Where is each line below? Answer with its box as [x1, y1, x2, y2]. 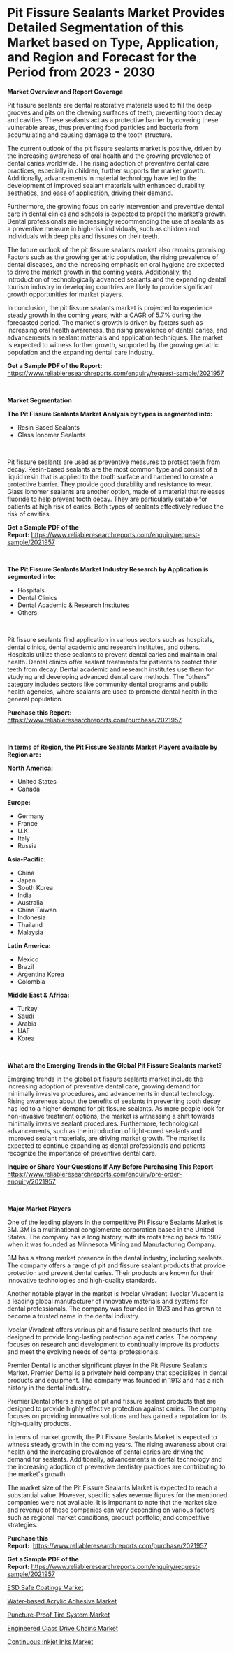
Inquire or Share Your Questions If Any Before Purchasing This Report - [7, 1162, 217, 1171]
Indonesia [17, 913, 46, 922]
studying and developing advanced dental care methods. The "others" [7, 672, 210, 680]
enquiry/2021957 [7, 1177, 56, 1186]
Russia [17, 841, 37, 850]
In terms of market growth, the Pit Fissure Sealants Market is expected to [7, 1432, 217, 1441]
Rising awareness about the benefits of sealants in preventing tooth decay [7, 1097, 221, 1105]
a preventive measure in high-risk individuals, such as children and [7, 224, 200, 233]
